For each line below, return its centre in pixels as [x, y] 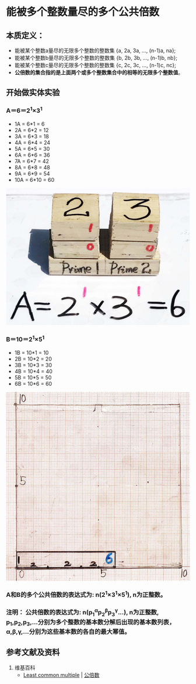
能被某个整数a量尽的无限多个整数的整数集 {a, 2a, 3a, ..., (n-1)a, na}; [95, 51]
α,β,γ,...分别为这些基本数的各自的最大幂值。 [68, 631]
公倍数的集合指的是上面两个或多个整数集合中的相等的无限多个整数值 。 [99, 72]
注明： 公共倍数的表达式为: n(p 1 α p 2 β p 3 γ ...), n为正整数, [83, 612]
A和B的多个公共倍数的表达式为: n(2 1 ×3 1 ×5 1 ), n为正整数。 [86, 595]
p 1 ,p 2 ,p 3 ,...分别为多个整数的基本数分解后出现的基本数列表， [91, 623]
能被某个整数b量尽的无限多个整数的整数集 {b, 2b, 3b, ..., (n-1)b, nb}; [96, 58]
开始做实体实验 [33, 93]
